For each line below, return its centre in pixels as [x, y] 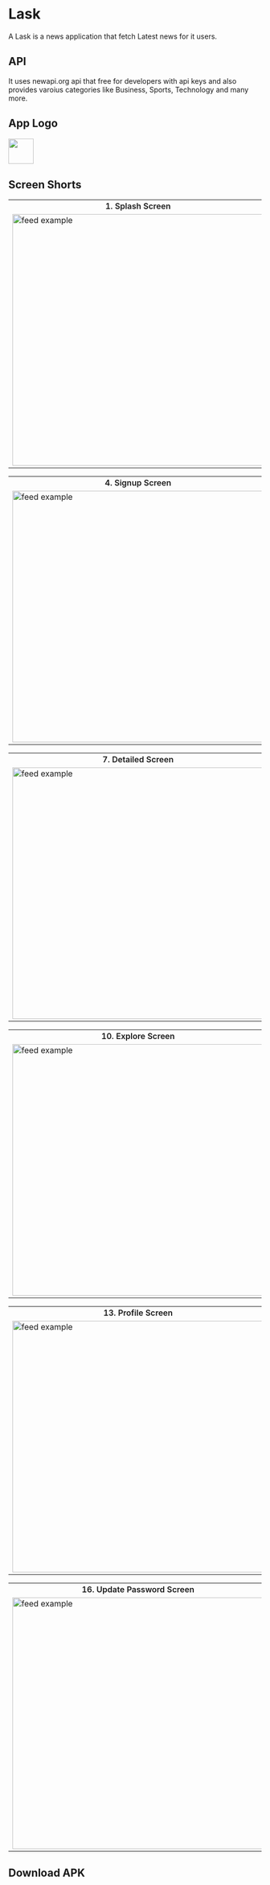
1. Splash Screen [138, 206]
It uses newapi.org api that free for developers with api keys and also [123, 80]
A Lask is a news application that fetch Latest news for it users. [113, 36]
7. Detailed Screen [138, 760]
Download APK [47, 1873]
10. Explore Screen [138, 1037]
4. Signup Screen [138, 483]
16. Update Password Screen [138, 1590]
